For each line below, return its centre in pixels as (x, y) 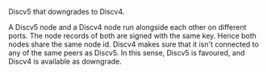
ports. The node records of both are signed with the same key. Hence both (132, 36)
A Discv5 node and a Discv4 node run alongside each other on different (127, 27)
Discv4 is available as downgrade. (65, 61)
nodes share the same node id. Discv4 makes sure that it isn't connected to (134, 44)
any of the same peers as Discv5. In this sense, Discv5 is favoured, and (127, 53)
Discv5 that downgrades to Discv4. (67, 12)
